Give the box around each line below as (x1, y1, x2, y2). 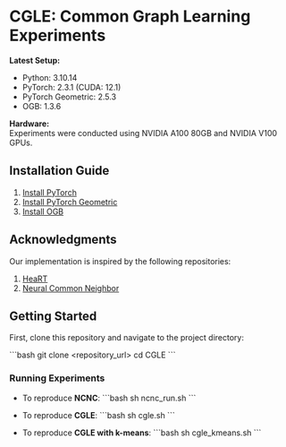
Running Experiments (9, 372, 105, 384)
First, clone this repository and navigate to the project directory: (9, 332, 244, 343)
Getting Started (9, 308, 97, 323)
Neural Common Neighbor (21, 282, 120, 293)
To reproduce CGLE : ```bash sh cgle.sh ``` (21, 409, 176, 420)
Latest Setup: (9, 55, 61, 65)
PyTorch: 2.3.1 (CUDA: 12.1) (21, 82, 122, 92)
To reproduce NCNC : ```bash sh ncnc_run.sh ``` (21, 392, 197, 403)
